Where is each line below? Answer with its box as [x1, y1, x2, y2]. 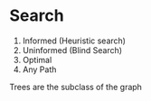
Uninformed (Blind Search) [22, 44, 123, 55]
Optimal [22, 54, 52, 65]
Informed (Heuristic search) [22, 35, 127, 46]
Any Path [22, 64, 57, 75]
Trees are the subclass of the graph [9, 81, 143, 92]
